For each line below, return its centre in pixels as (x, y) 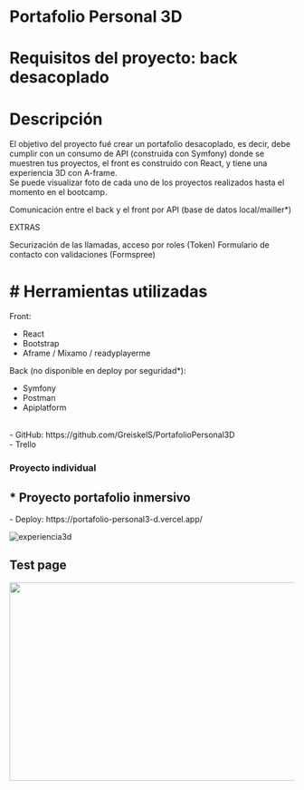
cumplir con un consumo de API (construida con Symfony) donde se (137, 154)
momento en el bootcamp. (58, 192)
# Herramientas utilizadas (109, 291)
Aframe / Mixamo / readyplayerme (86, 353)
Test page (38, 566)
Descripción (56, 119)
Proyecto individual (53, 468)
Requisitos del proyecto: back (123, 59)
